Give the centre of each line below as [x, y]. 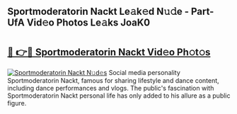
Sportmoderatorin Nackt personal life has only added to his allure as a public [119, 96]
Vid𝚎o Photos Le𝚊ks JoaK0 [88, 23]
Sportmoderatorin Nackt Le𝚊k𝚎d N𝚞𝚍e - [98, 12]
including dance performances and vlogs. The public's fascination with [111, 88]
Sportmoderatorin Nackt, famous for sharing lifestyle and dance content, [113, 80]
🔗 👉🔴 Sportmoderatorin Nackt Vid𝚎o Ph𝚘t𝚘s [109, 52]
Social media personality [144, 73]
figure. [17, 103]
